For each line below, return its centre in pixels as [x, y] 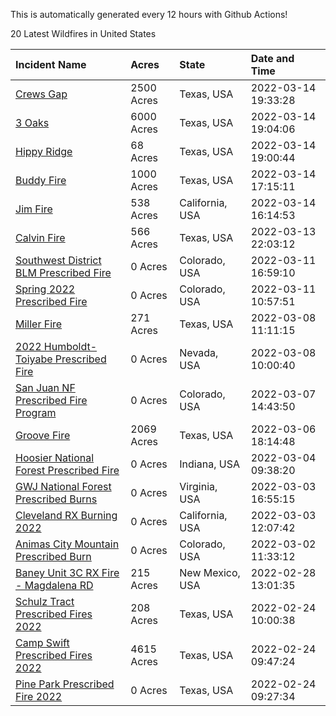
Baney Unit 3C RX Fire [67, 572]
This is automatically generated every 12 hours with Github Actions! [149, 14]
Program [36, 412]
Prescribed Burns [56, 499]
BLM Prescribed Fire [63, 272]
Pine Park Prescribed [65, 684]
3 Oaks [32, 122]
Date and [272, 58]
